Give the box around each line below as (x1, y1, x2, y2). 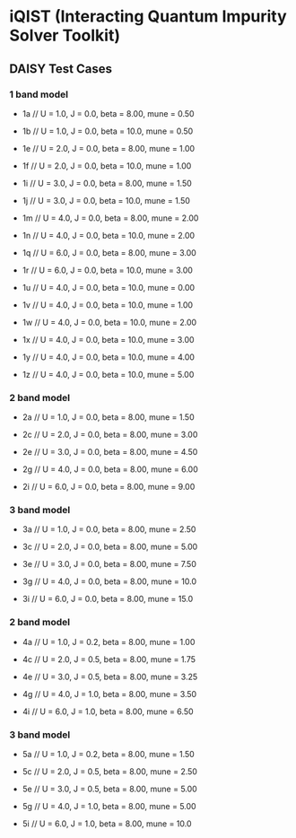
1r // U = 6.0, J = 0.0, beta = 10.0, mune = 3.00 (22, 265, 193, 275)
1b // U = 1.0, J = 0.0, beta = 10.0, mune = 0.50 (22, 126, 194, 136)
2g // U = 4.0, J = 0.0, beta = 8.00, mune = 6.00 (22, 464, 199, 475)
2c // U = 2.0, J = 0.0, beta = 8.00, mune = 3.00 (22, 429, 198, 441)
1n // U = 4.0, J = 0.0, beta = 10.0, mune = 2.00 (22, 230, 196, 240)
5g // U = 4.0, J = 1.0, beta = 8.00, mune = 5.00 (22, 801, 196, 812)
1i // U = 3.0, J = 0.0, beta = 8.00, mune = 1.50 (22, 178, 193, 188)
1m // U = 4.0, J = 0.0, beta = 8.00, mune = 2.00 (22, 213, 199, 223)
